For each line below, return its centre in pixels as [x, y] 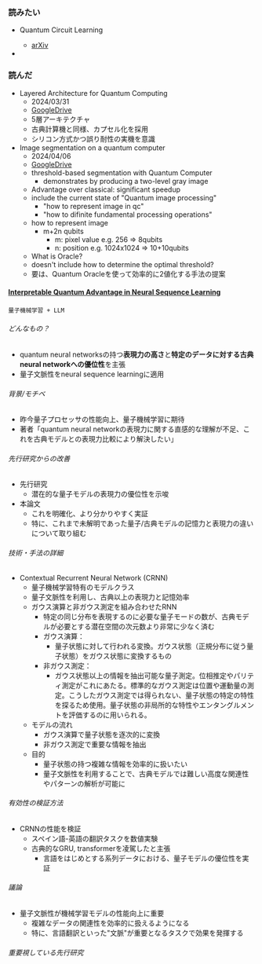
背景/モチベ [27, 394]
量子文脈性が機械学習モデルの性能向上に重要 [92, 914]
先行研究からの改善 [39, 458]
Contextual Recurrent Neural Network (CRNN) [94, 577]
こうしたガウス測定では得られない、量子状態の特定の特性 [162, 695]
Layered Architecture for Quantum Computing [93, 93]
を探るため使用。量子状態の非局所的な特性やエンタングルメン [155, 705]
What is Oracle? [57, 256]
